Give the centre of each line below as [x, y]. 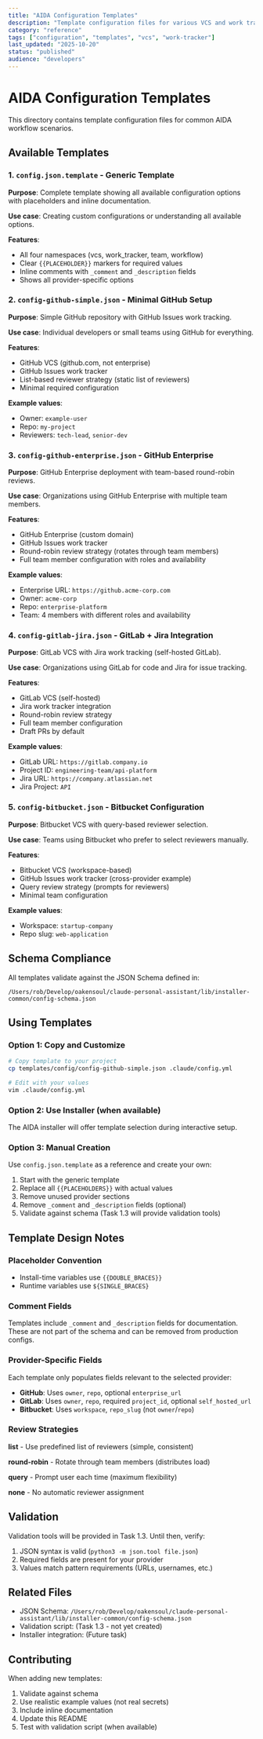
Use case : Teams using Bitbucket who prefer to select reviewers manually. [128, 839]
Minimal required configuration [69, 387]
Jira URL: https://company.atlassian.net [86, 779]
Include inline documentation [66, 1710]
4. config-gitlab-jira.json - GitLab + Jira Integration [111, 635]
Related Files [40, 1593]
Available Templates [59, 153]
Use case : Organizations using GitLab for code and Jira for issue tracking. [128, 667]
